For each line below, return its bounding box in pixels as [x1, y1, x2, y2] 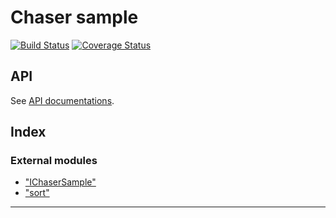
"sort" [24, 187, 50, 199]
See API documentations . [10, 94, 115, 106]
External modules [10, 154, 98, 168]
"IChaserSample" [24, 176, 97, 188]
